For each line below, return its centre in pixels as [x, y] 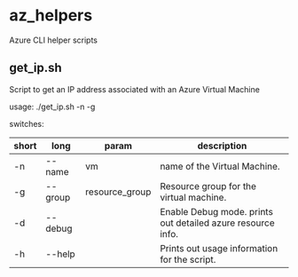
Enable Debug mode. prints [216, 211]
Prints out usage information [219, 248]
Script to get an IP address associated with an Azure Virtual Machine [134, 89]
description [222, 146]
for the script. [188, 259]
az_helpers [51, 16]
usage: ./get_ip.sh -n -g [52, 107]
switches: [27, 123]
